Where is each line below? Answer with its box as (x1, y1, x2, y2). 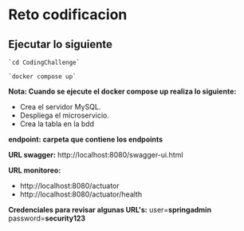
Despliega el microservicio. (19, 110, 110, 120)
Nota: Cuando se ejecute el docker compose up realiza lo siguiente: (8, 86, 237, 96)
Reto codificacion (8, 6, 128, 24)
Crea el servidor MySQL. (19, 102, 101, 111)
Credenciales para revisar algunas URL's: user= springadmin (8, 205, 212, 214)
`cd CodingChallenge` (8, 58, 81, 66)
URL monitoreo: (8, 165, 61, 175)
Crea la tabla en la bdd (19, 119, 94, 129)
